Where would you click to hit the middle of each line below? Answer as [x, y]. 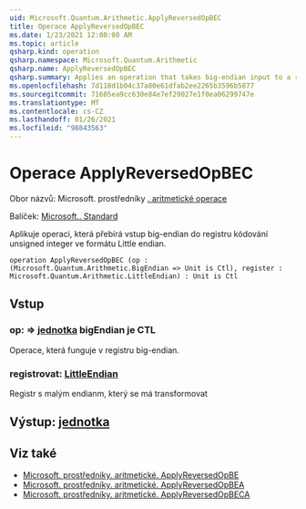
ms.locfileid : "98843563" [58, 129]
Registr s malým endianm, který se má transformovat [108, 393]
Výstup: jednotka [60, 422]
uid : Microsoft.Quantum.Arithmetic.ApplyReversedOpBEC [116, 18]
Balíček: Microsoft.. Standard [64, 216]
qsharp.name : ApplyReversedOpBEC [73, 69]
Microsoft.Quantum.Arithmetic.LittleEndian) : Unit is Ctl [124, 276]
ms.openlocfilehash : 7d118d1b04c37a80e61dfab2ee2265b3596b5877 [132, 86]
